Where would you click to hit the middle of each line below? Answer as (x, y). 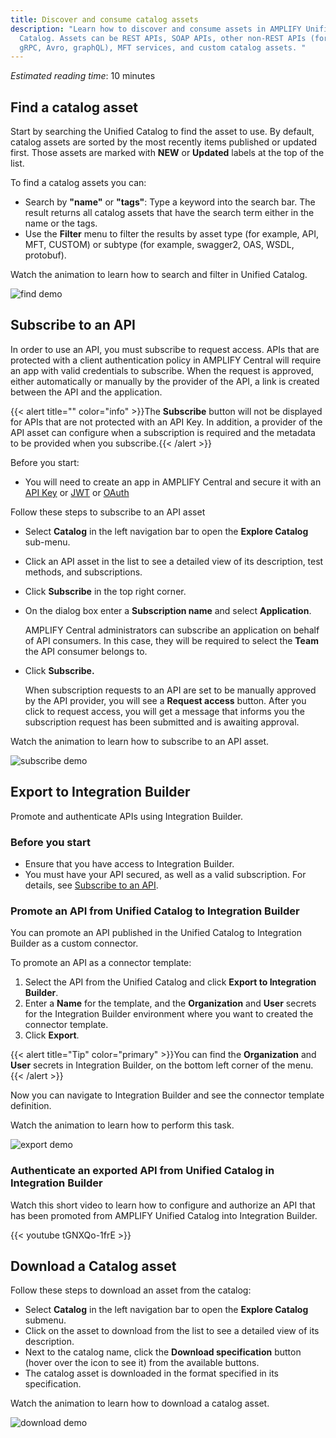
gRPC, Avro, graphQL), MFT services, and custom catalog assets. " (163, 47)
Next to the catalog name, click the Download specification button (163, 1352)
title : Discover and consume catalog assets (104, 19)
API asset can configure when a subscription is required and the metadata (163, 432)
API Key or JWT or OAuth (77, 492)
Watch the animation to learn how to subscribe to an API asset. (140, 741)
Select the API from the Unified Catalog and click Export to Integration (170, 982)
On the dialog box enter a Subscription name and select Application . (168, 610)
